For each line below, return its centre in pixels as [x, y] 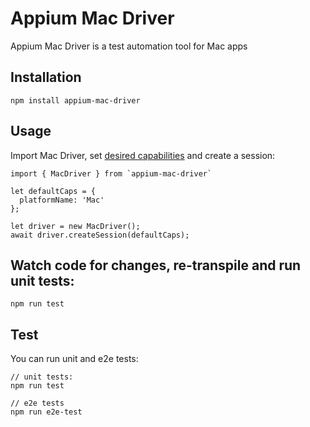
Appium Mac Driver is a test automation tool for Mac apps [129, 46]
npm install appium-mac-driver [75, 100]
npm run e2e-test [46, 412]
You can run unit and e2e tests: [74, 359]
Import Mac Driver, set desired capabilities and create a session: [143, 155]
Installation [46, 77]
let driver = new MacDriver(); [75, 226]
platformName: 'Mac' [62, 200]
